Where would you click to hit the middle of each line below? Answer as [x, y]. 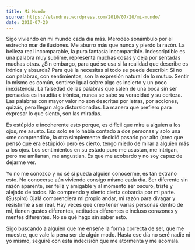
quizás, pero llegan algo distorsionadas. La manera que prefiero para [89, 107]
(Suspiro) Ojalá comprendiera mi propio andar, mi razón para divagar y [91, 198]
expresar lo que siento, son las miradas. [54, 114]
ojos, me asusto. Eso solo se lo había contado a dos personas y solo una [93, 131]
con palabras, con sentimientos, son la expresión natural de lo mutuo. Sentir [97, 76]
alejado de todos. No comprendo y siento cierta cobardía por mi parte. [91, 192]
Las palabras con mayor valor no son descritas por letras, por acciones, [93, 101]
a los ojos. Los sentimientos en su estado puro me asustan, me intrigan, [92, 150]
